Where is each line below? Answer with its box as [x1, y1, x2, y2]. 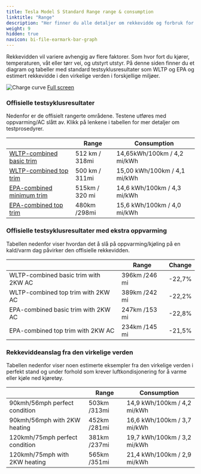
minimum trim [9, 191, 48, 200]
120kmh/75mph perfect [9, 433, 78, 441]
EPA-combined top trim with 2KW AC [9, 326, 115, 334]
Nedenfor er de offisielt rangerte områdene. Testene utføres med [6, 112, 166, 120]
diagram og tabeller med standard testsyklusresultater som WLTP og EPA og [6, 66, 194, 73]
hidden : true [6, 31, 39, 37]
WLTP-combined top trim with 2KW [9, 288, 110, 297]
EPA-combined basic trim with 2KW [9, 305, 111, 313]
